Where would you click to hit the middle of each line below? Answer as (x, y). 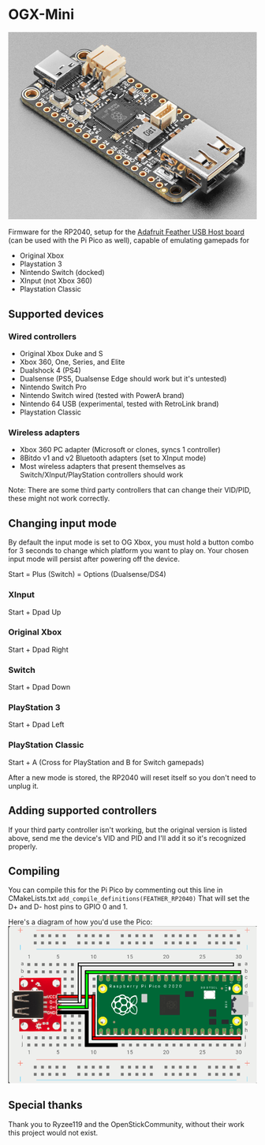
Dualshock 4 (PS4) (50, 370)
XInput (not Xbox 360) (56, 281)
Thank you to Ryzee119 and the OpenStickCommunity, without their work (126, 1124)
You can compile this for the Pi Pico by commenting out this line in (116, 890)
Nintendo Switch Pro (53, 387)
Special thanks (45, 1105)
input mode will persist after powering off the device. (94, 559)
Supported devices (56, 314)
